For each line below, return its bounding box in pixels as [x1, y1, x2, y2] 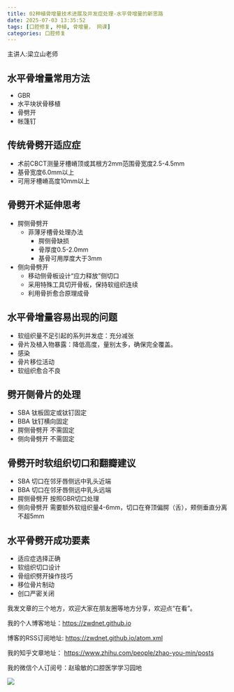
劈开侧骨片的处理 [7, 389, 81, 401]
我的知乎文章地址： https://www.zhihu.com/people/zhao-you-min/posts [7, 648, 214, 657]
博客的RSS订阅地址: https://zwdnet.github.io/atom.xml [7, 633, 163, 642]
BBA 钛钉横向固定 [17, 417, 68, 426]
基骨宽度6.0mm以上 [17, 168, 75, 176]
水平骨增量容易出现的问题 [7, 312, 117, 324]
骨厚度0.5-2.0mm [38, 245, 89, 254]
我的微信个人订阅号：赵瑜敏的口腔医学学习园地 [7, 663, 142, 672]
